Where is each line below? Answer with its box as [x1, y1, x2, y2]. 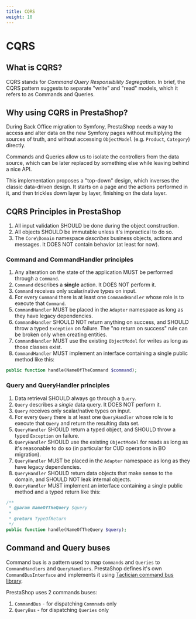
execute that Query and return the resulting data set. [14, 420, 140, 427]
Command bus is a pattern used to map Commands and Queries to [6, 559, 160, 566]
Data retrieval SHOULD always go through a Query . [14, 394, 136, 402]
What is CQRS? [6, 63, 63, 73]
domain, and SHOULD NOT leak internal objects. [14, 476, 132, 483]
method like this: [14, 356, 54, 363]
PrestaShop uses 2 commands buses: [6, 588, 98, 596]
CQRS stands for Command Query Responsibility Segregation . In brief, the [6, 78, 185, 85]
